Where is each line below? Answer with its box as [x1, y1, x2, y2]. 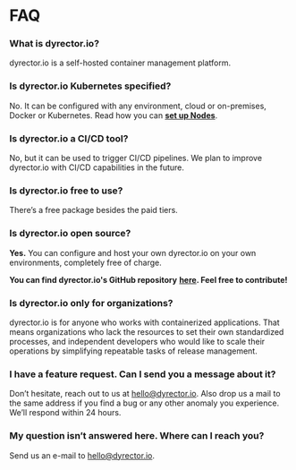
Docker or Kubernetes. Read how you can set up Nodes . [9, 109, 218, 121]
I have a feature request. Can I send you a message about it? [9, 368, 276, 380]
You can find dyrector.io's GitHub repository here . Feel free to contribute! [9, 274, 288, 285]
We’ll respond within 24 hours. [9, 407, 122, 418]
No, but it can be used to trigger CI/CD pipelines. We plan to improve [9, 153, 262, 164]
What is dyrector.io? [9, 38, 100, 50]
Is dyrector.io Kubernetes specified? [9, 80, 172, 92]
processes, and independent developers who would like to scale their [9, 336, 266, 346]
